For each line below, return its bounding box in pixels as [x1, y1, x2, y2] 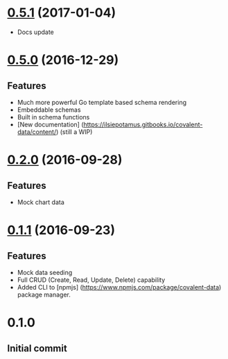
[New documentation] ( [17, 120, 84, 128]
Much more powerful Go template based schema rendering [17, 98, 187, 106]
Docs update [17, 28, 54, 36]
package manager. [17, 290, 71, 299]
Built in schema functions [17, 112, 90, 121]
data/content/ [17, 127, 57, 136]
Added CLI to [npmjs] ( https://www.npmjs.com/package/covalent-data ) [17, 283, 222, 291]
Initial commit [7, 342, 67, 354]
